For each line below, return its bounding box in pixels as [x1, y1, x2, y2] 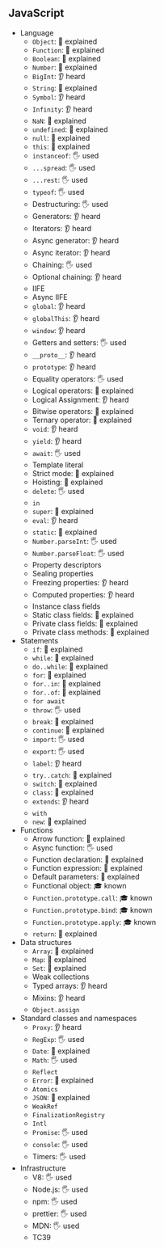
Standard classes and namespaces [19, 1013, 137, 1023]
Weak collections [32, 972, 90, 981]
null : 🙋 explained [32, 133, 90, 142]
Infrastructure [19, 1163, 66, 1173]
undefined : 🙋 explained [32, 124, 108, 134]
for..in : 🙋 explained [32, 678, 101, 688]
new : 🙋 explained [32, 816, 86, 826]
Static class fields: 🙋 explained [32, 610, 134, 619]
